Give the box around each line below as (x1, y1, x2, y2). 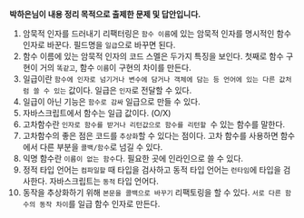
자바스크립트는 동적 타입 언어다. (49, 176, 159, 186)
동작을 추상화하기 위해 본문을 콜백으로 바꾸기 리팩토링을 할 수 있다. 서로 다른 (22, 187, 281, 198)
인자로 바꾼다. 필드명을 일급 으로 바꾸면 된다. (22, 40, 176, 50)
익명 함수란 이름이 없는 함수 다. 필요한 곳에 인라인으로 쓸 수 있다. (22, 154, 243, 163)
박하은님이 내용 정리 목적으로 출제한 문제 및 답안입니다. (9, 9, 201, 19)
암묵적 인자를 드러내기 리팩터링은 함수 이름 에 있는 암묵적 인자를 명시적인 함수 (22, 28, 292, 39)
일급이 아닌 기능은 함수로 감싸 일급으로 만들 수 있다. (22, 96, 201, 107)
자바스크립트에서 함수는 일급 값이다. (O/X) (22, 108, 172, 118)
